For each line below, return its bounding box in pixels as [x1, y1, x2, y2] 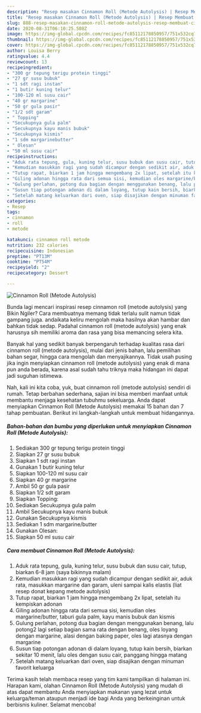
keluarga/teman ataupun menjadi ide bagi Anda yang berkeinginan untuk [7, 694, 185, 702]
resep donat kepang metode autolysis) [15, 587, 111, 594]
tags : [7, 209, 20, 216]
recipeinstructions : [7, 153, 58, 159]
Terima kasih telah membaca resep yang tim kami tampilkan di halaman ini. [7, 675, 191, 682]
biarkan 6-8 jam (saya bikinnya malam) [15, 568, 112, 575]
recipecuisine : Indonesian [7, 248, 74, 254]
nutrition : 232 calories [7, 242, 69, 248]
